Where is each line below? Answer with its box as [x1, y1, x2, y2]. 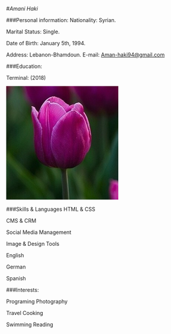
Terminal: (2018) [6, 74, 46, 81]
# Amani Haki [6, 5, 39, 12]
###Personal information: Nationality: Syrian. [6, 17, 116, 23]
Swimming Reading [6, 321, 53, 328]
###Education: [6, 63, 43, 70]
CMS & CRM [6, 217, 37, 224]
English [6, 252, 24, 258]
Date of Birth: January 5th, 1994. [6, 40, 86, 46]
